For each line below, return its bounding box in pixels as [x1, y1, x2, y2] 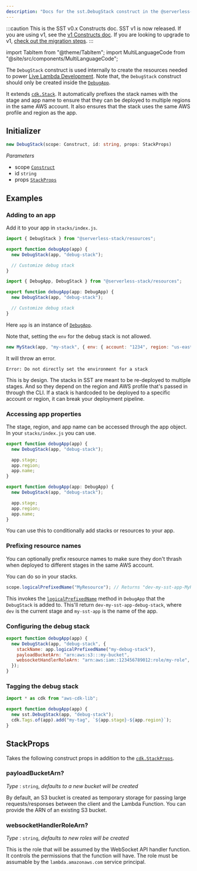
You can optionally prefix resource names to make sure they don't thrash [6, 555, 182, 562]
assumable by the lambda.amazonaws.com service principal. [6, 859, 146, 866]
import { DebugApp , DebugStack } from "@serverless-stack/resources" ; [6, 278, 182, 284]
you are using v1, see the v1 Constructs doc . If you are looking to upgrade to [6, 31, 190, 38]
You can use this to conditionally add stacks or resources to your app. [6, 527, 175, 534]
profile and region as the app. [6, 109, 77, 116]
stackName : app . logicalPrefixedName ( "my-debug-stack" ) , [16, 646, 157, 652]
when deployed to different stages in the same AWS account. [6, 561, 154, 569]
